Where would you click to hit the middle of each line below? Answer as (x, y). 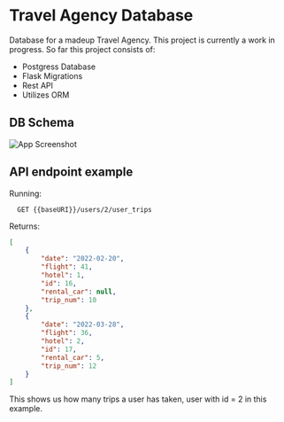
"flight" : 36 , (67, 333)
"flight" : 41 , (67, 267)
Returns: (25, 226)
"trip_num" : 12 (69, 366)
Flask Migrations (52, 75)
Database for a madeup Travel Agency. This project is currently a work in (142, 40)
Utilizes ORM (46, 95)
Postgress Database (58, 66)
